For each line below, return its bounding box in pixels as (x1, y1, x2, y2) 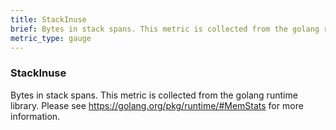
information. (10, 110, 61, 122)
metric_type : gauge (10, 33, 92, 43)
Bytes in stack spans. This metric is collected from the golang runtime (10, 89, 298, 101)
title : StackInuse (10, 14, 87, 25)
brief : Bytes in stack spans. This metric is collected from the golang (10, 24, 320, 34)
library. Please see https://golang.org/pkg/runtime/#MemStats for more (10, 99, 304, 111)
